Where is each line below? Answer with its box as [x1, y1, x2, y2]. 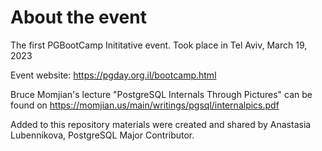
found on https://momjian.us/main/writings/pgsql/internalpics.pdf [10, 99, 280, 111]
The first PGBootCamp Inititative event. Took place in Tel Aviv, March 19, [10, 39, 308, 51]
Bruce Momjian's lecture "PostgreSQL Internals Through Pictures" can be [10, 88, 313, 100]
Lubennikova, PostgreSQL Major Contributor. [10, 129, 195, 141]
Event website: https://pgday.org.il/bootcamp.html [10, 69, 217, 81]
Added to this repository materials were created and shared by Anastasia [10, 118, 312, 130]
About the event [10, 6, 147, 29]
